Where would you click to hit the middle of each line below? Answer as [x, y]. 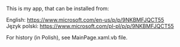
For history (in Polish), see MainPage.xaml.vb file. [67, 37]
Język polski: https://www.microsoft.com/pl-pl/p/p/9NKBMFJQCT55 [90, 26]
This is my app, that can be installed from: [58, 9]
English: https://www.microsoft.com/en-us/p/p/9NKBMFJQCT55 [85, 20]
